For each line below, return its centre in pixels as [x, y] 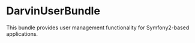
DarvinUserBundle [53, 11]
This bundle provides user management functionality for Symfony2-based [98, 27]
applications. [22, 33]
